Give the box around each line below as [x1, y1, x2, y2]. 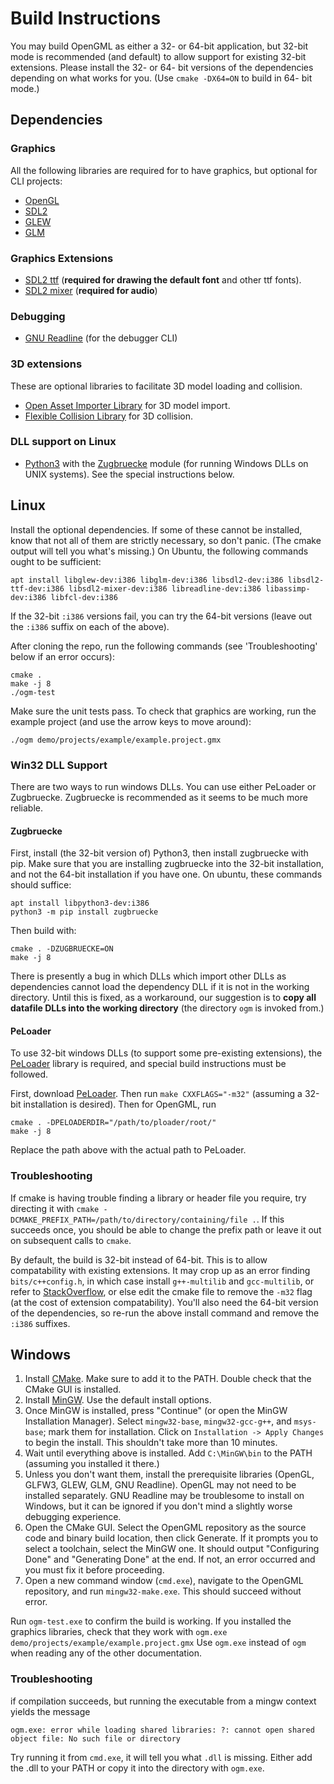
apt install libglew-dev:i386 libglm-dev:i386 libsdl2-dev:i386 [10, 575, 284, 585]
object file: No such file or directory [10, 1733, 182, 1744]
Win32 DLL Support [10, 758, 108, 772]
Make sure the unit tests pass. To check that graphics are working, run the [10, 705, 317, 717]
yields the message [10, 1705, 91, 1717]
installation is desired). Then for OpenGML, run [23, 1098, 217, 1111]
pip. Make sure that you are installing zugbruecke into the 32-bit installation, [10, 858, 324, 870]
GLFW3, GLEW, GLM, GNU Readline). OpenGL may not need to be [24, 1479, 297, 1491]
